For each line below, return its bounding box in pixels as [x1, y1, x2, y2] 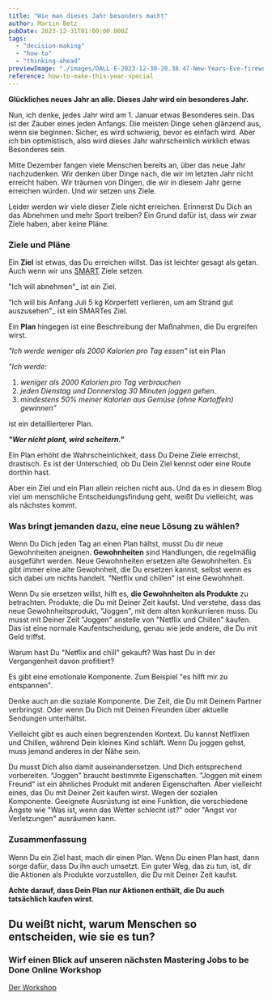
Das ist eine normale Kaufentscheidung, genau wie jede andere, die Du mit [8, 623, 257, 633]
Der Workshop [8, 983, 57, 993]
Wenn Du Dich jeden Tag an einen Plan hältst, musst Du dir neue [8, 539, 223, 549]
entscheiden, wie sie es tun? [8, 930, 155, 943]
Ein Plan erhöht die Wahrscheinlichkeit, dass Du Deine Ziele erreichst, [8, 450, 240, 460]
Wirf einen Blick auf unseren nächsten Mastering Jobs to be [8, 954, 249, 965]
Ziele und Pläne [8, 239, 71, 250]
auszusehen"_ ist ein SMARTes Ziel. [8, 305, 128, 316]
